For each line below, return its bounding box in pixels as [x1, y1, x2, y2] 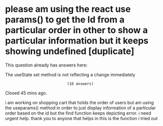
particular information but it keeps [5, 35, 149, 47]
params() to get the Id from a [5, 14, 125, 25]
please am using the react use [5, 3, 131, 15]
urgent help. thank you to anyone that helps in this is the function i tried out [5, 115, 158, 121]
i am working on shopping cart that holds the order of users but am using [5, 99, 154, 105]
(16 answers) [67, 81, 94, 86]
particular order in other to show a [5, 25, 148, 36]
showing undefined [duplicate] [5, 46, 134, 57]
